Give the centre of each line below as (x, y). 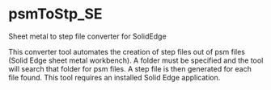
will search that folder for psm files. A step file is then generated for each (130, 68)
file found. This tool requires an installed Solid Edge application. (114, 77)
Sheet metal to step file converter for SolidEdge (88, 36)
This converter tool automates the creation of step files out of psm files (127, 51)
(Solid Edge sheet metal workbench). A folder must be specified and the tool (136, 60)
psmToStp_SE (55, 14)
